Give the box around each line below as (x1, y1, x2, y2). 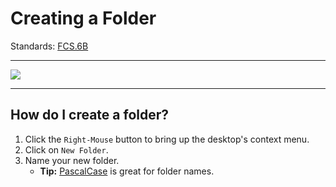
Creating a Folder (10, 7, 157, 30)
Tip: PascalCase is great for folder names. (39, 165, 215, 177)
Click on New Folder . (24, 143, 109, 156)
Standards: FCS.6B (10, 40, 89, 52)
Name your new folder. (24, 154, 120, 166)
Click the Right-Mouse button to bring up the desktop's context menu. (24, 133, 310, 145)
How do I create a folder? (10, 107, 170, 124)
